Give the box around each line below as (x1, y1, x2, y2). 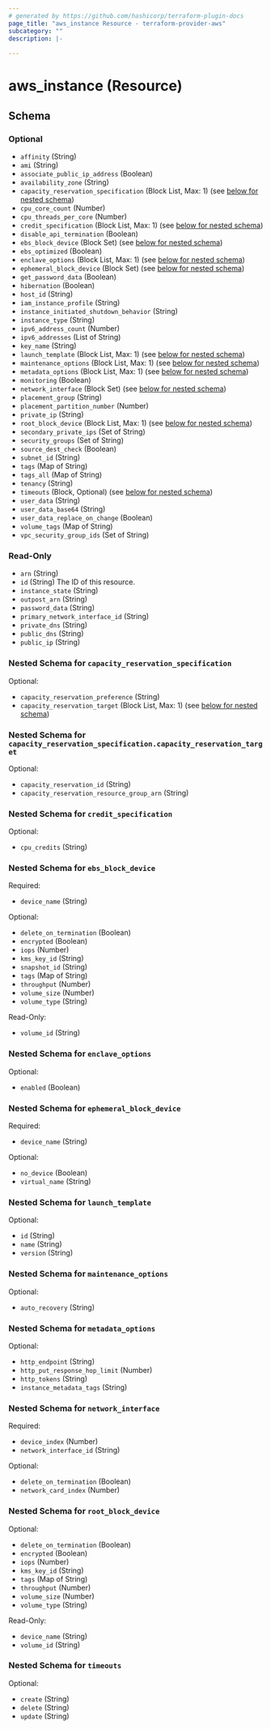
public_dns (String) (19, 629, 84, 639)
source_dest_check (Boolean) (19, 444, 117, 453)
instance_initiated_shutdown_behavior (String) (19, 307, 178, 316)
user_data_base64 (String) (19, 504, 106, 514)
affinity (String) (19, 151, 77, 161)
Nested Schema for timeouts (8, 1660, 122, 1672)
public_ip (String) (19, 637, 81, 648)
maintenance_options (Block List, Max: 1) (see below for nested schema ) (19, 358, 260, 367)
